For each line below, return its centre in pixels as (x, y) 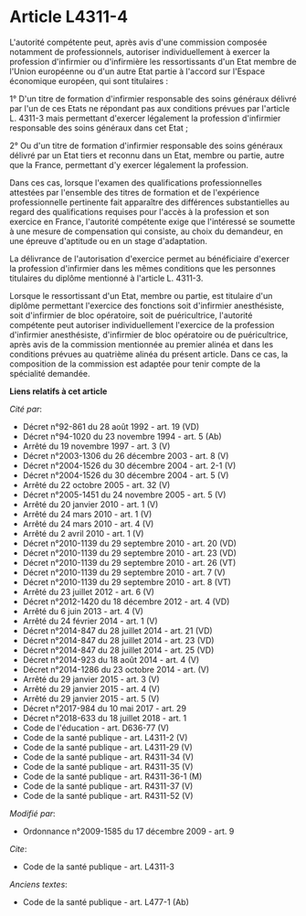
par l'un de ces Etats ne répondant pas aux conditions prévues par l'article (150, 108)
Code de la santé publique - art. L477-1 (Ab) (106, 901)
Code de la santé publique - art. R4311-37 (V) (108, 786)
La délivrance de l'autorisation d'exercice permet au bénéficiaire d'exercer (150, 259)
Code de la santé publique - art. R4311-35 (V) (108, 766)
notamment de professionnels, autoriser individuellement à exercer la (140, 51)
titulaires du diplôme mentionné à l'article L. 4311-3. (106, 278)
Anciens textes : (39, 884)
